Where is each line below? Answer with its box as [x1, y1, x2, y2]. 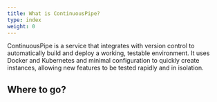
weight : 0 [7, 23, 36, 30]
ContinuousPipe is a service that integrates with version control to [7, 42, 195, 50]
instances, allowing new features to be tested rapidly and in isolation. [7, 63, 204, 72]
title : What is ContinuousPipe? [7, 10, 100, 17]
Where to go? [7, 83, 67, 95]
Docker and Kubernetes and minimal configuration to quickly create [7, 57, 200, 65]
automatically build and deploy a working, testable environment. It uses [7, 49, 210, 57]
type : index [7, 17, 41, 23]
